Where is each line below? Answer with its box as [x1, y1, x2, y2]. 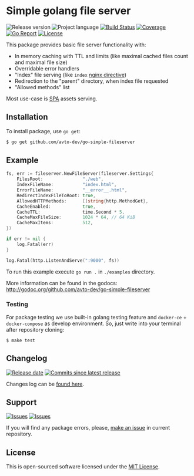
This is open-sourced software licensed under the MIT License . [6, 463, 160, 470]
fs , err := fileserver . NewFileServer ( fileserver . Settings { [6, 171, 154, 177]
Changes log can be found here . [6, 380, 84, 387]
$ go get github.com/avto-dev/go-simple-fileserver [6, 139, 135, 145]
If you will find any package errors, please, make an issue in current [6, 424, 170, 431]
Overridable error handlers [14, 65, 79, 72]
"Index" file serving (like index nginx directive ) [14, 71, 127, 78]
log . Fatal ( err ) [16, 241, 54, 247]
